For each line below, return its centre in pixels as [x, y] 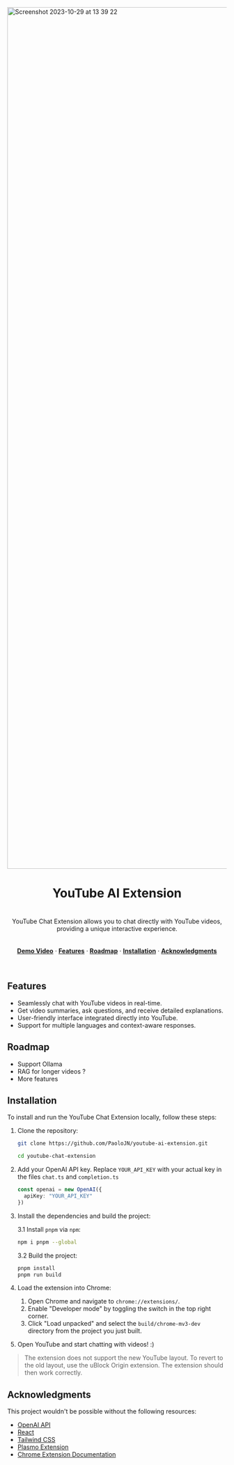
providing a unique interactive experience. [117, 928]
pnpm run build [39, 1275]
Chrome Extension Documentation [67, 1455]
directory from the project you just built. [85, 1331]
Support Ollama [40, 1064]
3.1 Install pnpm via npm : [49, 1229]
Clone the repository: [48, 1131]
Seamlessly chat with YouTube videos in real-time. [89, 1003]
